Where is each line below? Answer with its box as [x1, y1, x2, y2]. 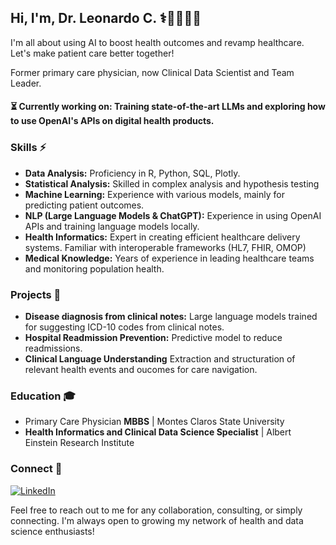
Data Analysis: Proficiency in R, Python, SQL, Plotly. [24, 167, 241, 179]
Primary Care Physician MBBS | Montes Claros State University [24, 416, 285, 428]
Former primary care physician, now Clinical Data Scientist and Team [10, 66, 295, 78]
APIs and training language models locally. [24, 220, 200, 232]
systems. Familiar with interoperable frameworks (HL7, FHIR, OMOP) [24, 241, 307, 253]
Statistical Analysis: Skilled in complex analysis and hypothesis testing [24, 177, 320, 190]
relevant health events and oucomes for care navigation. [24, 364, 258, 375]
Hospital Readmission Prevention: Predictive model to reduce [24, 332, 283, 343]
